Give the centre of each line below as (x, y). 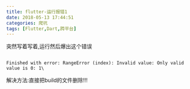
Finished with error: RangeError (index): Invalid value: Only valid (95, 63)
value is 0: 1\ (25, 69)
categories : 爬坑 (27, 23)
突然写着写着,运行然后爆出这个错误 (49, 46)
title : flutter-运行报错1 (37, 12)
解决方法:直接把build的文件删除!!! (47, 80)
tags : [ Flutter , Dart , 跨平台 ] (41, 29)
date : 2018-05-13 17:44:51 (40, 17)
